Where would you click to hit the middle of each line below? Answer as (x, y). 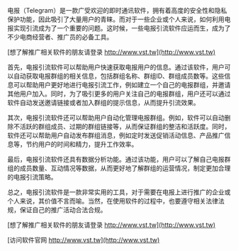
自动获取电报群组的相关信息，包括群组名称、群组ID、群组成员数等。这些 (119, 76)
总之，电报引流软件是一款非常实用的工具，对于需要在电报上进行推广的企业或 (119, 192)
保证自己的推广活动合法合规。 (63, 210)
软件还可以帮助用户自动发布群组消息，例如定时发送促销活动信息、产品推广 (116, 135)
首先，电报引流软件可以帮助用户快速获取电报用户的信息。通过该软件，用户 (116, 67)
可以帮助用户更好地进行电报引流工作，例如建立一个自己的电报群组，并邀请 (122, 85)
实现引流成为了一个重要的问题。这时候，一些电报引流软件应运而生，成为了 (122, 28)
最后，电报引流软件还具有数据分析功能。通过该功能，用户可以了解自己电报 (116, 159)
